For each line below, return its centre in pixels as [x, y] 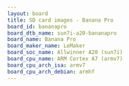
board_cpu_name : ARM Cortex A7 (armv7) [65, 59]
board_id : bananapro [37, 26]
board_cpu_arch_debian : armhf [51, 71]
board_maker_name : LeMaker [46, 46]
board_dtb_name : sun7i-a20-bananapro [62, 33]
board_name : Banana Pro [42, 40]
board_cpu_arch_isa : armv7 [46, 65]
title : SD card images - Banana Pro [60, 20]
